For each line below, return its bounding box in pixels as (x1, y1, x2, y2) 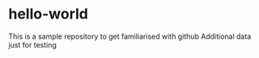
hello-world (8, 5, 89, 23)
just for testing (8, 39, 57, 49)
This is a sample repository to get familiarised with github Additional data (8, 31, 252, 41)
